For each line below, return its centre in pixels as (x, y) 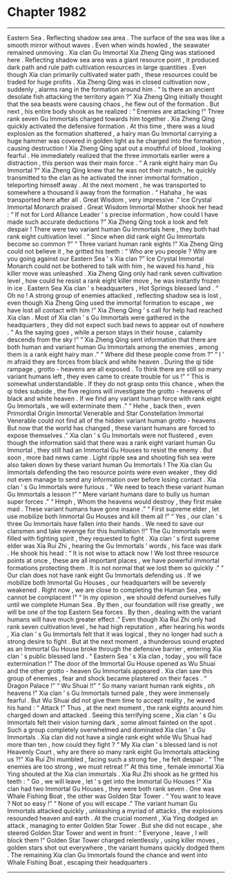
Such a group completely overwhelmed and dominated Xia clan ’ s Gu (106, 730)
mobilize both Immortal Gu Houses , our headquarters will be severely (106, 582)
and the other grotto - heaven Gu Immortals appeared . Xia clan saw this (110, 671)
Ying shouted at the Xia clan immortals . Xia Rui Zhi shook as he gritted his (113, 774)
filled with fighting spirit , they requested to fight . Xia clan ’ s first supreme (113, 538)
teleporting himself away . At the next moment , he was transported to (107, 185)
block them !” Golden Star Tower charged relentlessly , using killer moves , (113, 840)
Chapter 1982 (47, 12)
